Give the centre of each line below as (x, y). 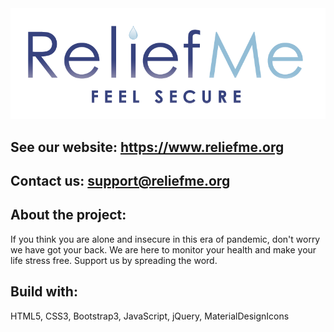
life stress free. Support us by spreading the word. (114, 260)
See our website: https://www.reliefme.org (147, 147)
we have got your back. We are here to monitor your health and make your (163, 249)
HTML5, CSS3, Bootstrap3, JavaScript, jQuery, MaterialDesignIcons (150, 316)
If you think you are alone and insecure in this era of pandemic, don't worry (165, 239)
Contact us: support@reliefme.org (120, 181)
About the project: (68, 215)
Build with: (44, 292)
